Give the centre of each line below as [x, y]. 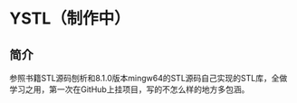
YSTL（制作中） [70, 19]
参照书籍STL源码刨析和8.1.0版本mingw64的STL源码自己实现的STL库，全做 [148, 78]
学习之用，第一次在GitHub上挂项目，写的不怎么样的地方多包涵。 [129, 89]
